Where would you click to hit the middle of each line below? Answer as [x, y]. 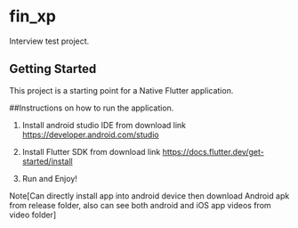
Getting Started [53, 69]
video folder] [32, 215]
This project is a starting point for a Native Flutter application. [121, 90]
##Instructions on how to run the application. [92, 108]
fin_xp [32, 16]
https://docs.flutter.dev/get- [213, 151]
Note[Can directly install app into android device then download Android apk [149, 195]
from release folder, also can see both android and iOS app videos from [140, 205]
